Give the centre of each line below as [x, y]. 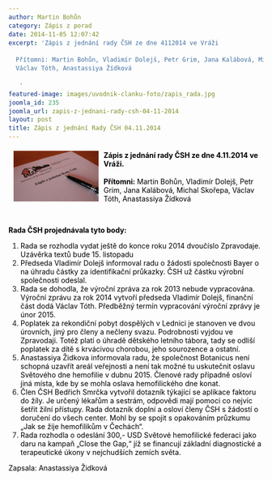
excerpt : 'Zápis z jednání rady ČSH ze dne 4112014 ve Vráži [114, 43]
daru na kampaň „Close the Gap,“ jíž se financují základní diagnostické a [140, 444]
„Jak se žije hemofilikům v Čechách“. [82, 427]
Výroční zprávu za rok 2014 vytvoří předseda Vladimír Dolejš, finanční [136, 298]
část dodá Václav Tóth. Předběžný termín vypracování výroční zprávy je [140, 306]
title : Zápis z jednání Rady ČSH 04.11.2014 [85, 128]
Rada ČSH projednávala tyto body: [68, 230]
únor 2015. [38, 315]
